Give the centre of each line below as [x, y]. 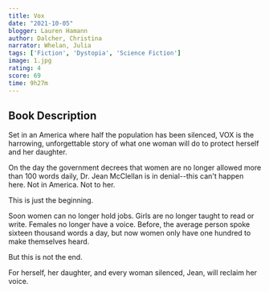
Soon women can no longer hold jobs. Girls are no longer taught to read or [131, 216]
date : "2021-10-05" [41, 23]
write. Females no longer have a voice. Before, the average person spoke [129, 224]
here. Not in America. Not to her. [62, 185]
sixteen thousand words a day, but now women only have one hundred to [130, 233]
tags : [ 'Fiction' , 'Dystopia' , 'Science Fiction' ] [95, 53]
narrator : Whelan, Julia [50, 46]
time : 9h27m [28, 83]
